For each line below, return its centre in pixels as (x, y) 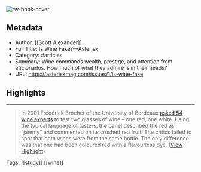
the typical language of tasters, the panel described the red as (98, 125)
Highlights (26, 93)
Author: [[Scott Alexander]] (48, 42)
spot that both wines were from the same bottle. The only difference (105, 138)
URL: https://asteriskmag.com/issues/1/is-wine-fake (79, 74)
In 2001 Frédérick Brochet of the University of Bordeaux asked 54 (102, 113)
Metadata (25, 28)
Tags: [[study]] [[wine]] (35, 162)
